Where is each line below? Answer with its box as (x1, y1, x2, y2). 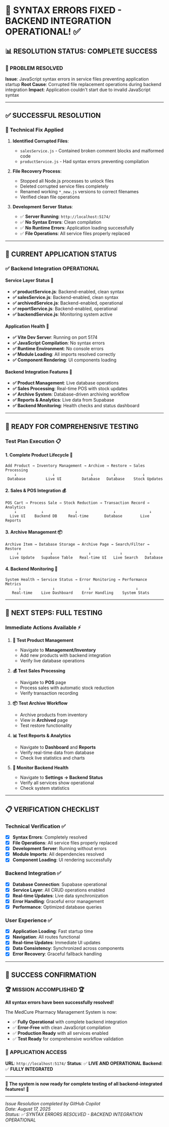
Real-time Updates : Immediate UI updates (12, 940, 101, 946)
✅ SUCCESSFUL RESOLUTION (5, 111, 101, 120)
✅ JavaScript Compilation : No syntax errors (12, 340, 105, 346)
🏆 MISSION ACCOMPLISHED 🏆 (5, 986, 84, 993)
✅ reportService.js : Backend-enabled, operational (12, 306, 118, 312)
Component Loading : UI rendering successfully (12, 857, 112, 863)
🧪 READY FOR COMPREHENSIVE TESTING (5, 422, 139, 431)
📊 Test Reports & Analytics (12, 732, 71, 739)
